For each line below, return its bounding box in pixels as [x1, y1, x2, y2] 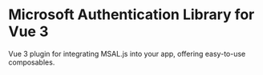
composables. [8, 57, 55, 67]
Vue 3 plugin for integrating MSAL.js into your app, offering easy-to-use [8, 49, 246, 58]
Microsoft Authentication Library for [8, 6, 255, 24]
